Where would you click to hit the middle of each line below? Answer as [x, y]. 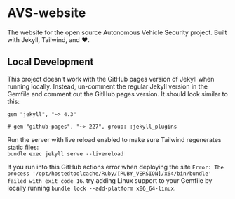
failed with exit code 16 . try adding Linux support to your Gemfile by [110, 180]
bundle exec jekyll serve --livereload [66, 154]
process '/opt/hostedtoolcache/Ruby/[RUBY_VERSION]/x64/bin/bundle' [109, 174]
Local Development [51, 62]
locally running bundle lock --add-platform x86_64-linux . [92, 188]
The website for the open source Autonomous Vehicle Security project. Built [117, 32]
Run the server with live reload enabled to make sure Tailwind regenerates [114, 139]
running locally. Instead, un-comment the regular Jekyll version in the [108, 86]
